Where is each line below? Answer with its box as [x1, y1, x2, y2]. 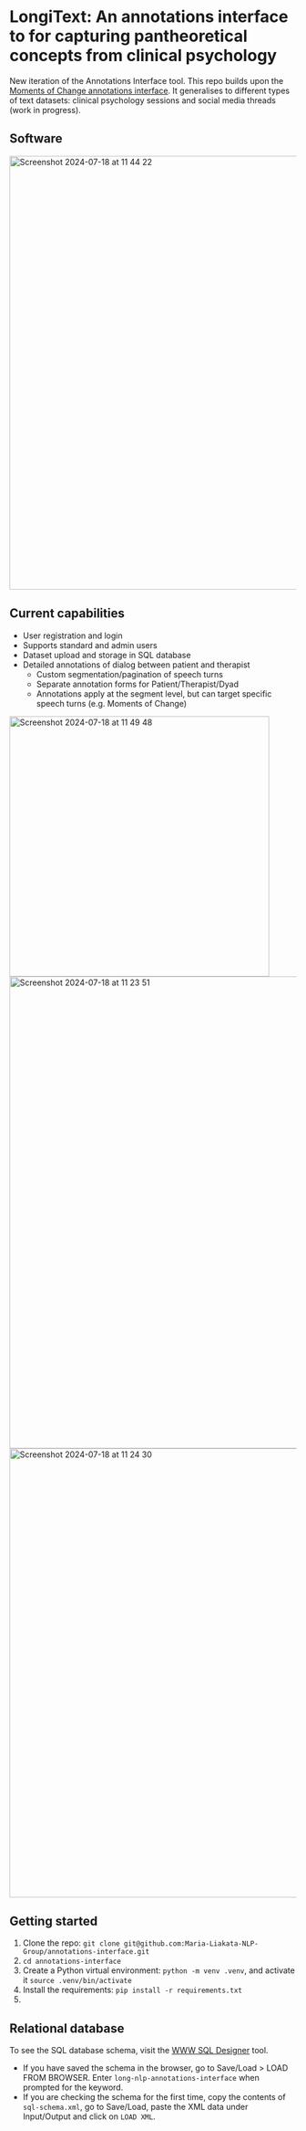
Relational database [9, 2021, 125, 2036]
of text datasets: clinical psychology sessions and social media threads [9, 94, 276, 106]
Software [9, 131, 63, 147]
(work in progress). [9, 104, 82, 115]
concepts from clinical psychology [9, 46, 278, 66]
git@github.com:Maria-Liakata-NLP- [123, 1939, 260, 1948]
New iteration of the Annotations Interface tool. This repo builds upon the [9, 75, 284, 86]
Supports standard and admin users [22, 639, 158, 650]
